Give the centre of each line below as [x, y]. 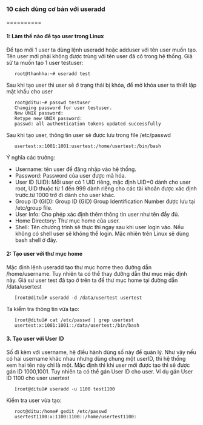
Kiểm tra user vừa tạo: [34, 400]
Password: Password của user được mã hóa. [71, 175]
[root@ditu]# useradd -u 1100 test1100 [65, 389]
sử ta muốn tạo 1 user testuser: [45, 62]
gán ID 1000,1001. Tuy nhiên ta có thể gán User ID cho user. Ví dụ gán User [100, 371]
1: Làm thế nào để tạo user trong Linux [55, 36]
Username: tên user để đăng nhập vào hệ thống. [75, 169]
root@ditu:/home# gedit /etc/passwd [61, 411]
